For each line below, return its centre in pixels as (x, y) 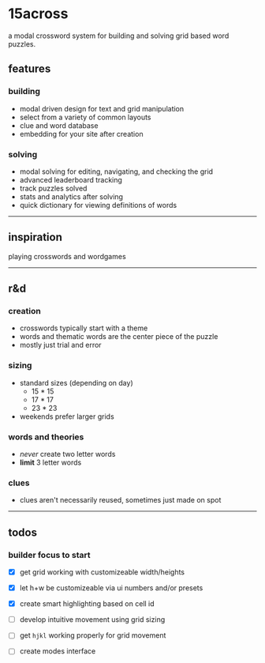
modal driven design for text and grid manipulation (102, 108)
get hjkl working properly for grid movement (93, 635)
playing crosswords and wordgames (67, 256)
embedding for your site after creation (81, 134)
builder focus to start (49, 555)
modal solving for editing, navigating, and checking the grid (116, 171)
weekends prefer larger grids (67, 416)
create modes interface (58, 651)
